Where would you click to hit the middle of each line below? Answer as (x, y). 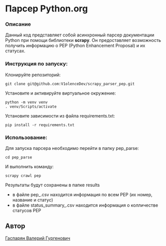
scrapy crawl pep (23, 176)
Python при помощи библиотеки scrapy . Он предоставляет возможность (83, 40)
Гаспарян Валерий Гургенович (38, 238)
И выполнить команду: (29, 167)
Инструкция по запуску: (37, 64)
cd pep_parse (19, 157)
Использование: (26, 137)
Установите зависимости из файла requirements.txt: (60, 116)
